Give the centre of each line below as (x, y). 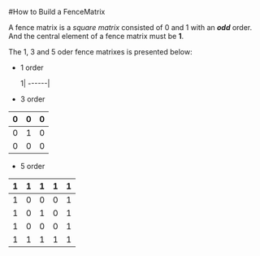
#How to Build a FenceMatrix (57, 12)
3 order (32, 99)
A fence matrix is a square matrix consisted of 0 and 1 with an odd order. (130, 27)
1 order (32, 67)
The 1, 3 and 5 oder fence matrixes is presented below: (100, 52)
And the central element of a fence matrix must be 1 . (96, 36)
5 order (32, 166)
